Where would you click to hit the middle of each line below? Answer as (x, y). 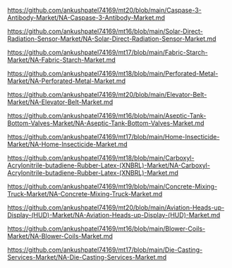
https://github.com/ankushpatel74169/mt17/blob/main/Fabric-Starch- (108, 52)
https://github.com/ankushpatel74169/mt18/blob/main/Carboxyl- (101, 158)
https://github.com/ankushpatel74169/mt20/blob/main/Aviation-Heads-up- (116, 208)
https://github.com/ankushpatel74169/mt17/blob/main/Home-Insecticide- (114, 137)
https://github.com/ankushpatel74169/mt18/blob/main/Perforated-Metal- (113, 74)
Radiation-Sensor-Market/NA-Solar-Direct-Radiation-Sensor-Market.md (112, 39)
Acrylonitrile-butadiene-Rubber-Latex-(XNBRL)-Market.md (93, 173)
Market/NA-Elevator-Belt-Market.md (60, 102)
